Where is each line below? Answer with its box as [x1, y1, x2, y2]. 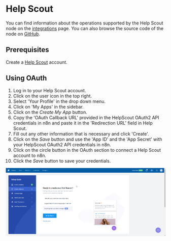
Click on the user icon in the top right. [13, 93, 92, 99]
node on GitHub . [6, 31, 40, 37]
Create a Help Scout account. [6, 59, 67, 65]
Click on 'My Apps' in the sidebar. [13, 103, 84, 110]
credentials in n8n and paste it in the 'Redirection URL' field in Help [13, 120, 153, 126]
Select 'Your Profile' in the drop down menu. [13, 98, 106, 104]
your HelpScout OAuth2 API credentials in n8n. [13, 141, 111, 148]
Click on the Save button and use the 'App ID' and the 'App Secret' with [13, 136, 162, 142]
